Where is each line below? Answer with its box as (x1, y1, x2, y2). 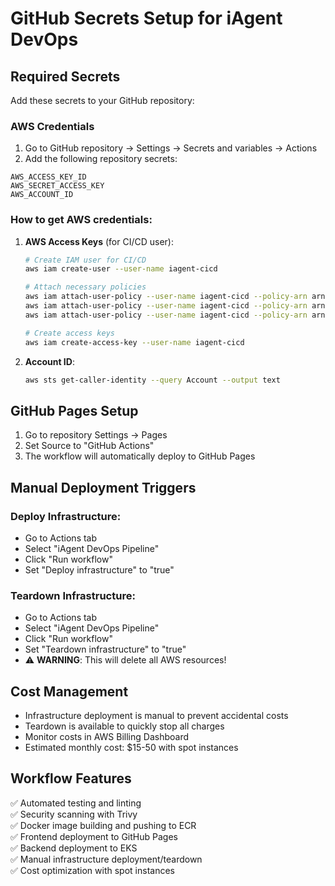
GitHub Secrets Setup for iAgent (10, 7, 283, 30)
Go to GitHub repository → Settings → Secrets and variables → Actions (24, 142, 318, 154)
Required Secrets (10, 68, 121, 85)
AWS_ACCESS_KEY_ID (10, 172, 87, 182)
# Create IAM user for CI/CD (24, 255, 147, 265)
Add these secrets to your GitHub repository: (10, 95, 195, 106)
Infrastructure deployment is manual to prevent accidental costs (24, 710, 289, 722)
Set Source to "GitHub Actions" (24, 440, 155, 452)
